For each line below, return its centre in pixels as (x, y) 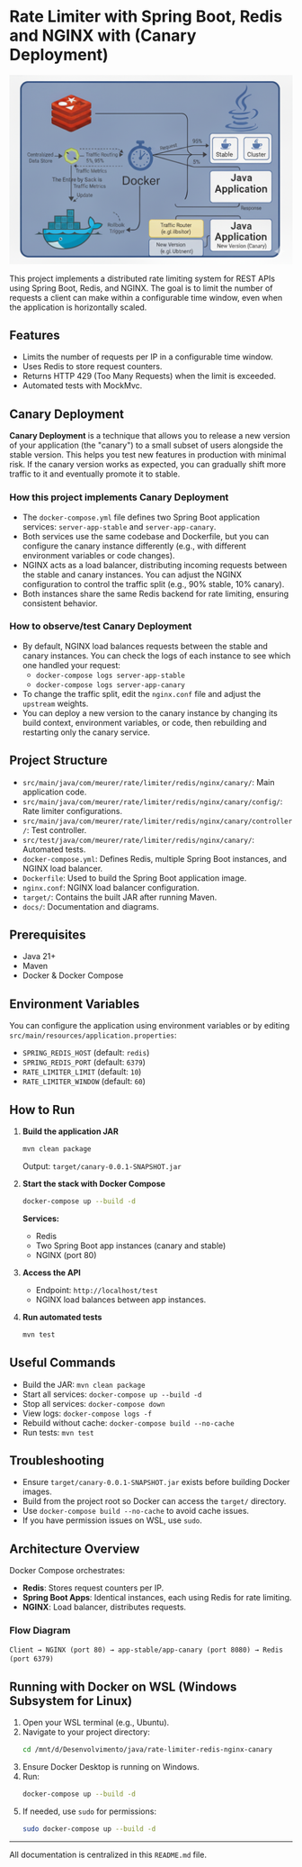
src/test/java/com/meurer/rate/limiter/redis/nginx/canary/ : (138, 839)
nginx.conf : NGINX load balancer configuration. (111, 887)
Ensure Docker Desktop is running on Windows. (111, 1767)
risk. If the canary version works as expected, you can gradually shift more (147, 465)
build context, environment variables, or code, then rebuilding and (144, 722)
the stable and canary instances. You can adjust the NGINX (132, 575)
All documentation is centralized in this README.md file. (108, 1854)
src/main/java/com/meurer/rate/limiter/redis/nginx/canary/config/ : (152, 801)
